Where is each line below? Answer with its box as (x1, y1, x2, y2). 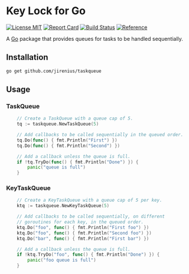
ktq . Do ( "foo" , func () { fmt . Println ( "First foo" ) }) (17, 224, 149, 230)
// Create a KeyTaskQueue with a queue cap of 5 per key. (17, 197, 162, 204)
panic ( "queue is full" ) (27, 165, 86, 170)
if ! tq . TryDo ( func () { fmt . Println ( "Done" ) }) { (17, 159, 139, 165)
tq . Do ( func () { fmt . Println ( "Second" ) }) (17, 143, 120, 149)
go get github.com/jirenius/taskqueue (6, 68, 102, 74)
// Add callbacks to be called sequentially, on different (17, 214, 165, 220)
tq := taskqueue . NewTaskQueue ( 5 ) (17, 121, 99, 127)
